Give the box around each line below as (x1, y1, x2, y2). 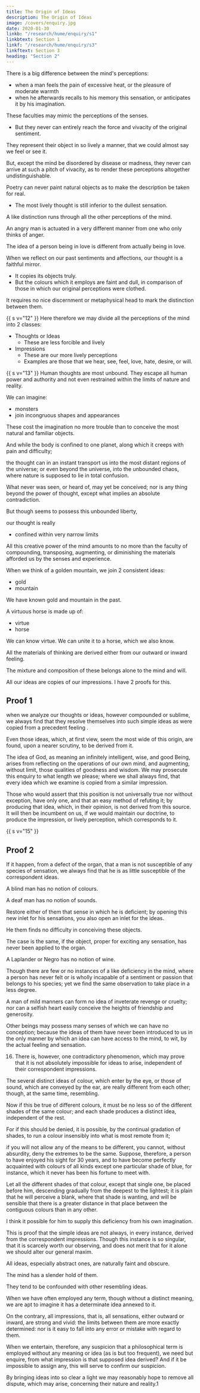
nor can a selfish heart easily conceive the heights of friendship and (6, 1004, 174, 1012)
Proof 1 (6, 696, 33, 706)
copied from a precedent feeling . (6, 724, 88, 731)
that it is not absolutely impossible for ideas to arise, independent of (14, 1059, 182, 1067)
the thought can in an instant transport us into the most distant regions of (6, 459, 186, 466)
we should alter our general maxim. (6, 1248, 93, 1255)
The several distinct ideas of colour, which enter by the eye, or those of (6, 1077, 181, 1085)
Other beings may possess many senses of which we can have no (6, 1022, 169, 1030)
